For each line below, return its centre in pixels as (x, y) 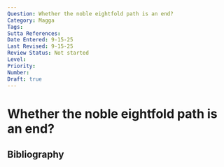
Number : (19, 72)
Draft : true (24, 79)
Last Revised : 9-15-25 (40, 46)
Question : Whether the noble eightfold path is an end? (90, 14)
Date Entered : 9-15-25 (40, 40)
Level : (17, 60)
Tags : (15, 27)
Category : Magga (31, 20)
